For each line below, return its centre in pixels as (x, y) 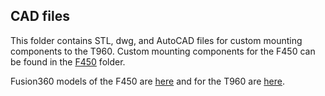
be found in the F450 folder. (68, 61)
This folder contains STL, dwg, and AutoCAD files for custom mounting (156, 40)
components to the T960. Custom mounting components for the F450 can (163, 51)
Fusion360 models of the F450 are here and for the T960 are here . (148, 81)
